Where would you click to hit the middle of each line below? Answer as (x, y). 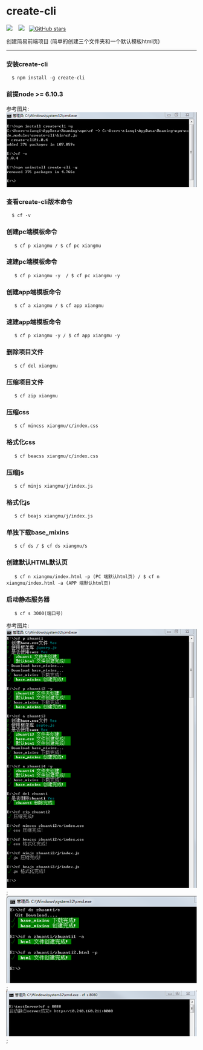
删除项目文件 (25, 352)
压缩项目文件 (25, 382)
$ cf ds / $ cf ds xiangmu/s (51, 546)
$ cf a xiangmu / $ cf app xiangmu (59, 306)
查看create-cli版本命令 (40, 201)
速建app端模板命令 (34, 322)
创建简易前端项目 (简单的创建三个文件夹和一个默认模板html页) (83, 41)
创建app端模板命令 (34, 292)
